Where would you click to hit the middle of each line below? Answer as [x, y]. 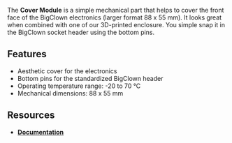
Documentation [41, 132]
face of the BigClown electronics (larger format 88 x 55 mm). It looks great [115, 17]
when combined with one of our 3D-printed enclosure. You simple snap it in [116, 25]
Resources [31, 115]
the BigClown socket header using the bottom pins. [81, 32]
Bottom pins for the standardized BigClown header [90, 78]
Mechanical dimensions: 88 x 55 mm [70, 93]
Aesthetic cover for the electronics [67, 71]
